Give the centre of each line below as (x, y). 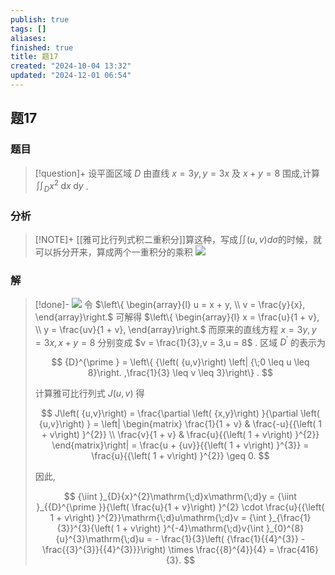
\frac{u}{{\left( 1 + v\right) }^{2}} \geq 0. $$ (180, 456)
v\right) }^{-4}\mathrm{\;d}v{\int (197, 528)
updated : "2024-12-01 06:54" (71, 76)
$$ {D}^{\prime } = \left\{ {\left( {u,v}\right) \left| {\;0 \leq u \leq (180, 362)
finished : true (42, 47)
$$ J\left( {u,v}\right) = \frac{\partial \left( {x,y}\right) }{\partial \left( (180, 413)
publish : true (40, 19)
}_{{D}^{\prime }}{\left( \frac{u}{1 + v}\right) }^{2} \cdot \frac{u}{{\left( (180, 507)
